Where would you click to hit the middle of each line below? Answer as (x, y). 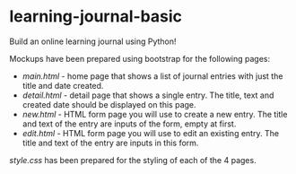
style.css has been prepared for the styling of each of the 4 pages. (133, 160)
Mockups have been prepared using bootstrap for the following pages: (140, 58)
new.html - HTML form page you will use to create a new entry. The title (155, 114)
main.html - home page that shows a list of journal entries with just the (152, 76)
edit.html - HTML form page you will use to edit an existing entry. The (151, 133)
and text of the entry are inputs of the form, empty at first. (129, 124)
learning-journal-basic (96, 17)
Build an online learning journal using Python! (93, 41)
